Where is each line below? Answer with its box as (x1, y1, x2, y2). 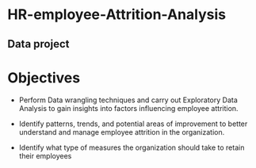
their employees (18, 151, 72, 160)
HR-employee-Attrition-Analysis (7, 6, 227, 24)
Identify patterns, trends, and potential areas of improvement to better (18, 119, 248, 128)
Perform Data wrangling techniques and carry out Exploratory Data (18, 95, 239, 105)
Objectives (7, 69, 81, 86)
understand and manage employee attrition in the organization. (18, 127, 225, 136)
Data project (7, 37, 70, 51)
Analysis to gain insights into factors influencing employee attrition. (18, 103, 239, 113)
